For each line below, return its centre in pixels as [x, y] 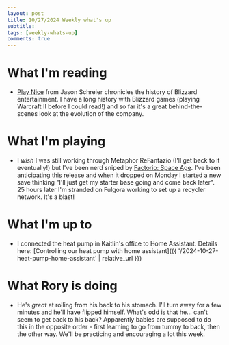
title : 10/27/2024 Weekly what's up [59, 20]
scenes [27, 114]
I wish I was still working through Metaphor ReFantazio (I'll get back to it [118, 160]
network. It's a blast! [46, 197]
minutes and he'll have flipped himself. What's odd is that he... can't [112, 312]
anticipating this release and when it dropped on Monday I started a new [119, 175]
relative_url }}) [122, 258]
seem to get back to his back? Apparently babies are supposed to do [114, 319]
